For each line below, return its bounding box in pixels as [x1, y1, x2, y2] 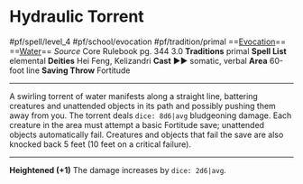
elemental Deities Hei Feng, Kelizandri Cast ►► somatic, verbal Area [9, 55, 268, 66]
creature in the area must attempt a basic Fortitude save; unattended [9, 119, 264, 130]
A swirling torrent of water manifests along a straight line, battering [9, 90, 259, 101]
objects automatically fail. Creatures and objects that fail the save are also [9, 129, 284, 140]
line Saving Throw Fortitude [26, 65, 131, 76]
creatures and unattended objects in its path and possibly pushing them [9, 100, 277, 111]
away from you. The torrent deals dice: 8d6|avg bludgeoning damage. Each [9, 110, 292, 121]
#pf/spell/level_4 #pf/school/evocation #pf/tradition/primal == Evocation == [9, 36, 287, 47]
